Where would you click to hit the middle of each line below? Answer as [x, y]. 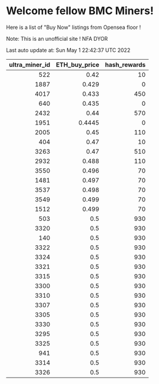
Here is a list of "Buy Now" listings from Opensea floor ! [74, 27]
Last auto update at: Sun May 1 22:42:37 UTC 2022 [68, 50]
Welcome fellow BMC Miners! [80, 11]
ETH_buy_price [77, 64]
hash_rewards [125, 64]
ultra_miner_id [30, 64]
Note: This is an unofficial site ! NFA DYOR [57, 38]
